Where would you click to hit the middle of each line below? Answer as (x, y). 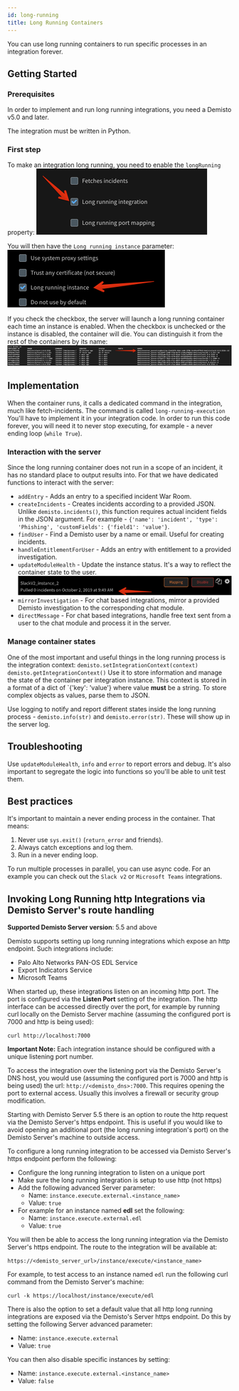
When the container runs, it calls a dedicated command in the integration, (115, 403)
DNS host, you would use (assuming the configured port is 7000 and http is (118, 1078)
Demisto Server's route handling (81, 910)
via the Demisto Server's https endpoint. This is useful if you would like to (115, 1122)
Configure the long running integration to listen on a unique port (111, 1173)
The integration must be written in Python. (69, 131)
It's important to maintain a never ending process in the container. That (111, 819)
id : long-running (33, 15)
